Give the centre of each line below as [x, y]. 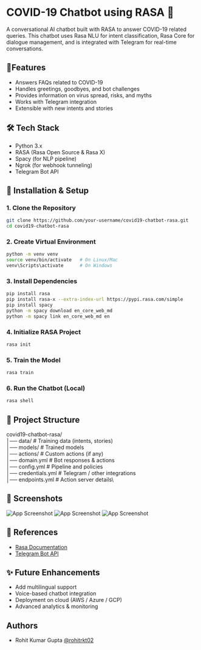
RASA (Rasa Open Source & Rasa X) [60, 152]
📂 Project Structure [43, 419]
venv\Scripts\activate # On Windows [60, 266]
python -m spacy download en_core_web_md [60, 310]
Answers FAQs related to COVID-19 [59, 82]
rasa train [20, 373]
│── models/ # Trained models [45, 447]
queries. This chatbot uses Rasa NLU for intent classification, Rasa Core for [101, 35]
